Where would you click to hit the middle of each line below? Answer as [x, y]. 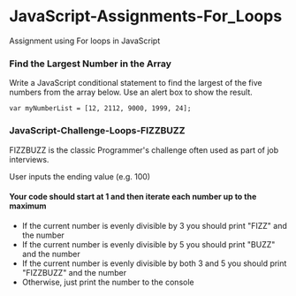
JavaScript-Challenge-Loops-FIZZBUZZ [97, 131]
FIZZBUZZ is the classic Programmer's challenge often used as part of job [144, 150]
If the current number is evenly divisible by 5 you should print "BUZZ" [148, 244]
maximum [28, 206]
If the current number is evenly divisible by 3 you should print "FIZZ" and [154, 225]
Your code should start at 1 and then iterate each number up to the [133, 197]
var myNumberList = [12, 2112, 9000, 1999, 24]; [100, 109]
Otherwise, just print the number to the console [108, 282]
